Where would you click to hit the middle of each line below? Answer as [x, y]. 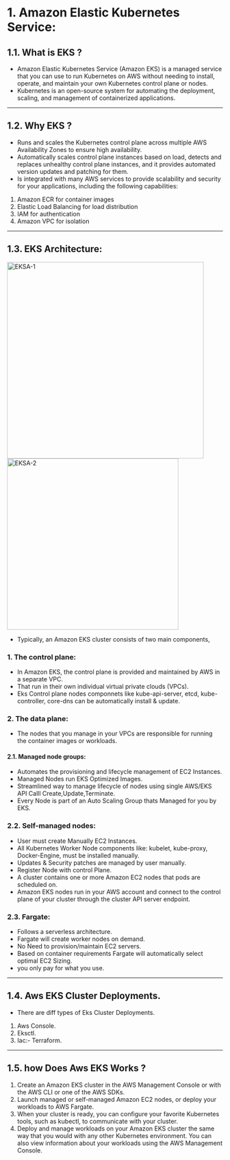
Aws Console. [36, 1026]
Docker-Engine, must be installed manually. [78, 855]
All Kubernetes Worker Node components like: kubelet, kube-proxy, [112, 848]
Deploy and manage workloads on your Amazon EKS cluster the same [116, 1129]
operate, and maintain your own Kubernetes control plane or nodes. [112, 83]
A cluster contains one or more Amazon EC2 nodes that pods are [108, 877]
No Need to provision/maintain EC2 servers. [79, 946]
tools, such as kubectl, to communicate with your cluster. [97, 1121]
